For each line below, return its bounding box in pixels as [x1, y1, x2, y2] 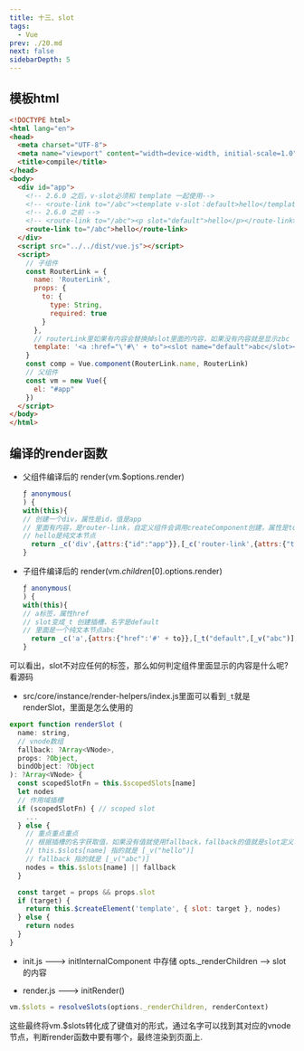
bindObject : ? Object [17, 762, 95, 772]
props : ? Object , [17, 753, 79, 762]
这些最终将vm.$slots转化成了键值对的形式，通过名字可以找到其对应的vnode [9, 1019, 291, 1031]
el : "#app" [33, 384, 75, 393]
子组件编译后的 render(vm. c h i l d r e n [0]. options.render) [22, 566, 223, 576]
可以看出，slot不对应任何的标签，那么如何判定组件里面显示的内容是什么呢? [9, 660, 289, 670]
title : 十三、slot [9, 13, 75, 23]
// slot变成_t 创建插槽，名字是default [22, 617, 160, 627]
